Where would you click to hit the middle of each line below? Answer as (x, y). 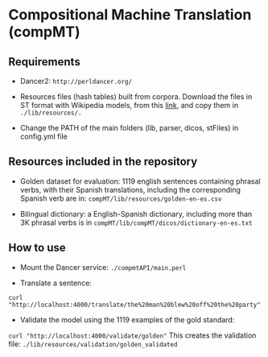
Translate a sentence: (56, 283)
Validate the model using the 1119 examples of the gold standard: (127, 319)
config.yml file (44, 136)
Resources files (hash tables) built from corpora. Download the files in (136, 97)
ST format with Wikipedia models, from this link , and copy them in (129, 105)
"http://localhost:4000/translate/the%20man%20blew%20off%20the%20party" (135, 305)
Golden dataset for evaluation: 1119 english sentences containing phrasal (140, 181)
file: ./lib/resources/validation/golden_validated (93, 343)
